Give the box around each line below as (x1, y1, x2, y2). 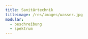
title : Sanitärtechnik (5, 7, 53, 13)
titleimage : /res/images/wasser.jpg (5, 12, 83, 17)
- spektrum (10, 26, 33, 31)
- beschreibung (10, 21, 42, 27)
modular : (5, 17, 24, 22)
